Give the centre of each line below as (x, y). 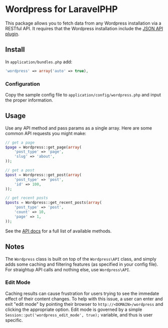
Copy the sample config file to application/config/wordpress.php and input (83, 94)
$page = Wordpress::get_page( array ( (43, 147)
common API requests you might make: (46, 133)
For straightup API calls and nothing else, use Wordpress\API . (68, 269)
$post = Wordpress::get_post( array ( (43, 175)
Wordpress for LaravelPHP (61, 9)
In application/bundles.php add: (39, 62)
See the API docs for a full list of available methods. (58, 231)
